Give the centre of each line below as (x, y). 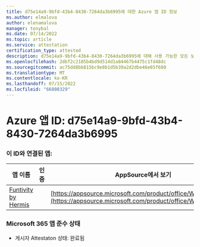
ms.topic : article (29, 39)
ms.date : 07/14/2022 (32, 34)
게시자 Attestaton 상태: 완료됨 (50, 238)
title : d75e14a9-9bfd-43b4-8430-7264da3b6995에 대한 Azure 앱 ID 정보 (92, 12)
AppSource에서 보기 (143, 175)
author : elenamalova (32, 23)
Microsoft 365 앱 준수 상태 (43, 224)
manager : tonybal (28, 28)
